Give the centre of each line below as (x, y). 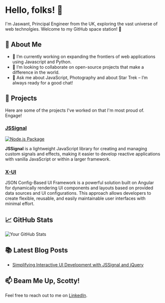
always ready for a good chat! (42, 83)
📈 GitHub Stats (29, 220)
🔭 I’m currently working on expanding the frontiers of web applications (84, 56)
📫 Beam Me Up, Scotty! (42, 281)
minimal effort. (20, 204)
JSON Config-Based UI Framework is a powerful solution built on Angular (80, 183)
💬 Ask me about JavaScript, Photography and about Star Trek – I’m (80, 77)
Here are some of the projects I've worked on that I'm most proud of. (75, 110)
